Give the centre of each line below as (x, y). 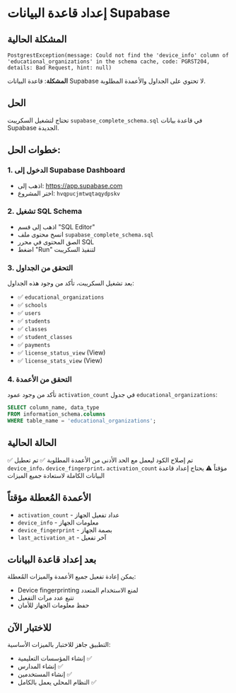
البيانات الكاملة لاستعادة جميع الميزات (56, 475)
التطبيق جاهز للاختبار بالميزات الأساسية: (59, 645)
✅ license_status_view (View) (61, 353)
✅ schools (32, 305)
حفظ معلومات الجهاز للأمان (53, 605)
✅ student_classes (45, 337)
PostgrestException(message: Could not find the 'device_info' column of (118, 55)
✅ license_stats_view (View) (60, 361)
